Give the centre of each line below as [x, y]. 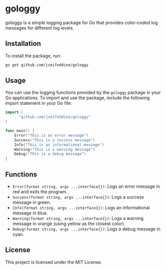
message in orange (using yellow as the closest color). [69, 224]
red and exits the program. [40, 192]
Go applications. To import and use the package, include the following [77, 98]
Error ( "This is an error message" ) [51, 135]
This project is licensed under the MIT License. [54, 262]
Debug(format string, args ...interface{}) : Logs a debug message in [86, 229]
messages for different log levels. [40, 28]
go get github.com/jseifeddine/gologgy [47, 65]
